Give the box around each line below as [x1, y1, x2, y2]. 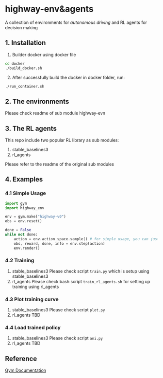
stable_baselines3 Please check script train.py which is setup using [12, 268, 149, 274]
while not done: [5, 232, 38, 237]
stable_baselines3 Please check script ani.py [12, 335, 103, 341]
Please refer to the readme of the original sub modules [5, 162, 114, 167]
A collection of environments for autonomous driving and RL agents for [5, 19, 147, 25]
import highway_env [5, 205, 45, 210]
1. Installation [5, 39, 46, 47]
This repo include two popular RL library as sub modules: [5, 137, 119, 143]
